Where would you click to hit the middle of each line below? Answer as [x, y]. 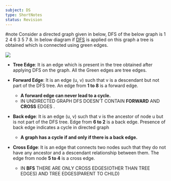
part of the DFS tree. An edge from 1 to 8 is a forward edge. [75, 86]
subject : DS [18, 10]
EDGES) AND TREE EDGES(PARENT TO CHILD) [70, 174]
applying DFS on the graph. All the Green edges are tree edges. [80, 70]
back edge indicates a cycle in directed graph [61, 128]
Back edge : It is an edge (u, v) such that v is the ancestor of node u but [88, 117]
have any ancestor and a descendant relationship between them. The [86, 153]
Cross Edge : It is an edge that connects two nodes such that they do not [89, 148]
